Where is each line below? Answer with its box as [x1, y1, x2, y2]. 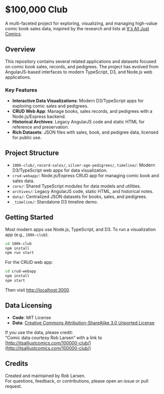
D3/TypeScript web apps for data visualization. [12, 167, 108, 173]
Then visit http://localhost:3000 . [5, 287, 70, 293]
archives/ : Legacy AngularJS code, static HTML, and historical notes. [12, 188, 154, 194]
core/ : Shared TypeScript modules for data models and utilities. [12, 183, 141, 189]
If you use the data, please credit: [5, 329, 73, 335]
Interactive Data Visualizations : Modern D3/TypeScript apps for [12, 98, 144, 104]
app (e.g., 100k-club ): [5, 232, 49, 238]
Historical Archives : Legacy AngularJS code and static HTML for [12, 119, 145, 125]
